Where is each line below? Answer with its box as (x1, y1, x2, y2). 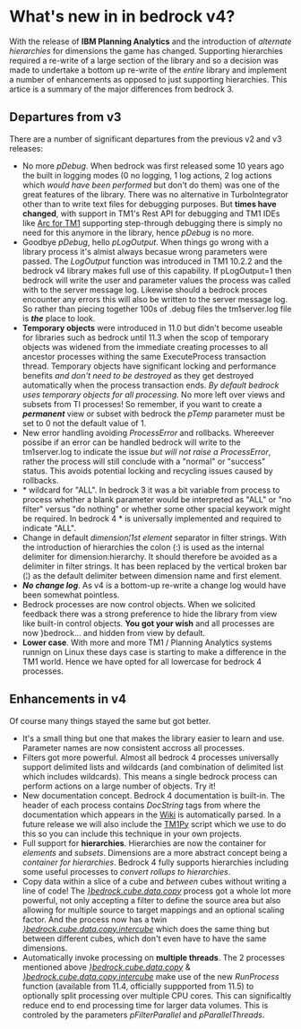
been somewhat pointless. (21, 589, 120, 600)
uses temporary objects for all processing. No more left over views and (21, 388, 285, 400)
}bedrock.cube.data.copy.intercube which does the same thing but (21, 923, 271, 934)
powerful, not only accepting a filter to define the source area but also (21, 894, 281, 905)
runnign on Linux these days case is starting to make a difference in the (21, 646, 287, 657)
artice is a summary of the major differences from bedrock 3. (9, 83, 235, 94)
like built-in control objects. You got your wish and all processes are (21, 617, 275, 629)
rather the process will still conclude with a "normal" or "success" (21, 456, 266, 467)
